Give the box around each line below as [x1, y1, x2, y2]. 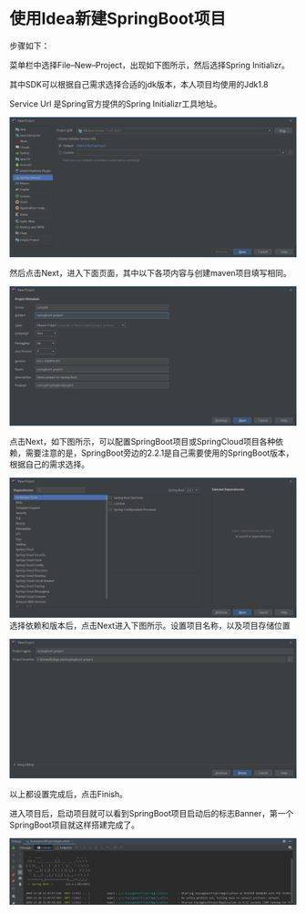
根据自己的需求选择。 [9, 459, 89, 470]
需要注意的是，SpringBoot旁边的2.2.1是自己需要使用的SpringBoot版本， [25, 447, 294, 458]
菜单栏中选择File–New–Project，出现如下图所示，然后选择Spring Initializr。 [9, 59, 290, 70]
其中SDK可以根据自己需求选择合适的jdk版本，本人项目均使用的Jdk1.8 [9, 78, 269, 89]
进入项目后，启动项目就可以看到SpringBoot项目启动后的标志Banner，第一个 [9, 808, 294, 819]
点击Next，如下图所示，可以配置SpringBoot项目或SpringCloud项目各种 [9, 436, 276, 447]
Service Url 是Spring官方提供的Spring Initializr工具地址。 [9, 98, 222, 109]
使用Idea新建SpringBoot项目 [9, 8, 227, 29]
